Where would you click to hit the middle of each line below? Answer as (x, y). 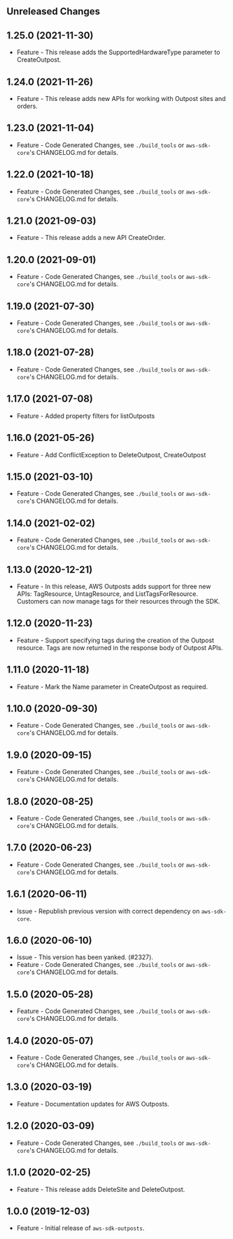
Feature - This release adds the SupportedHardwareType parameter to (118, 53)
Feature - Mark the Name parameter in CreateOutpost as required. (112, 686)
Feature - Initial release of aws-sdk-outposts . (80, 1228)
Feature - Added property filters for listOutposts (86, 416)
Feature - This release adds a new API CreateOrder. (91, 238)
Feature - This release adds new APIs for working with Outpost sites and (121, 99)
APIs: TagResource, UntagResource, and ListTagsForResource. (107, 594)
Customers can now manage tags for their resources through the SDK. (118, 601)
